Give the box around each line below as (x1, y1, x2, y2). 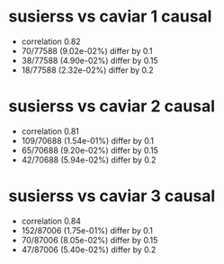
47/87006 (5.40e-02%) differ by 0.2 (21, 244, 157, 255)
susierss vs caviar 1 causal (8, 6, 212, 27)
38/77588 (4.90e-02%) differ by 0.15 (21, 55, 158, 66)
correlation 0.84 (21, 216, 82, 226)
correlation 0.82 (21, 36, 82, 47)
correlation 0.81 (21, 126, 80, 136)
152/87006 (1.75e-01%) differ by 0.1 (21, 224, 154, 235)
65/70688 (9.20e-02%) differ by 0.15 (21, 145, 159, 155)
